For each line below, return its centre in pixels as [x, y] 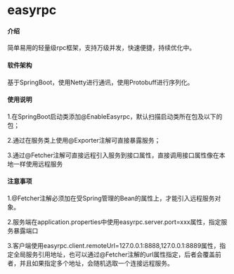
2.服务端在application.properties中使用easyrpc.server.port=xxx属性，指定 [114, 222]
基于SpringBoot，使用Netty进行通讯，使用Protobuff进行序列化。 [100, 82]
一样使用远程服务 [38, 164]
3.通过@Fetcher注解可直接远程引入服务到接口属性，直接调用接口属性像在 [113, 155]
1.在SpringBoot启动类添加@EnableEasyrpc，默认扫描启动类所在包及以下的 [115, 116]
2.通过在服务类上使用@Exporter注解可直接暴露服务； [84, 140]
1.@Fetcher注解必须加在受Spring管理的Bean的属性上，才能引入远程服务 [111, 198]
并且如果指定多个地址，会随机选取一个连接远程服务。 [96, 263]
